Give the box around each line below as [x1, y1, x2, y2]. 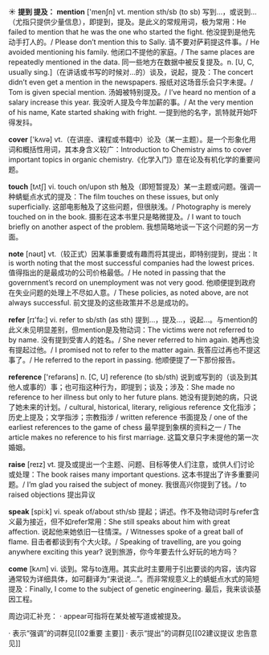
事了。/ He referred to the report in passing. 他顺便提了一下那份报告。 [8, 355, 239, 364]
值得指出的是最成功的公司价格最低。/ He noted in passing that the [8, 268, 226, 277]
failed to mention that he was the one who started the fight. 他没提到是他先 [8, 27, 255, 36]
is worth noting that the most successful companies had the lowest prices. [8, 258, 255, 268]
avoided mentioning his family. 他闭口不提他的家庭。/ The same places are [8, 47, 255, 56]
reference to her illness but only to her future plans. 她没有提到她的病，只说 [8, 392, 259, 402]
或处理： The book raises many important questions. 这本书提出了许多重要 [8, 469, 253, 479]
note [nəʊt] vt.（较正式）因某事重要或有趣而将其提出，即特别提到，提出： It [8, 249, 258, 259]
